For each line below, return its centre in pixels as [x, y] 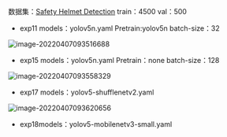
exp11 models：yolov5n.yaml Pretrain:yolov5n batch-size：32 [119, 28]
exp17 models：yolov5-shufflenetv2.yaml [87, 92]
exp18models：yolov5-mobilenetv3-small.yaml [96, 124]
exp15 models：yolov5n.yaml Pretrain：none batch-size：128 [119, 60]
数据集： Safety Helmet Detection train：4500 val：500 [98, 11]
